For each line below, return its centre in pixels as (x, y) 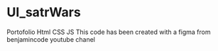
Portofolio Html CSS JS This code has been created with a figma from (109, 32)
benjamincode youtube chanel (51, 39)
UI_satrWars (44, 12)
